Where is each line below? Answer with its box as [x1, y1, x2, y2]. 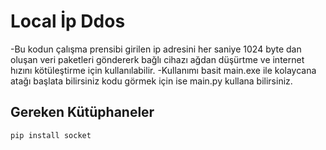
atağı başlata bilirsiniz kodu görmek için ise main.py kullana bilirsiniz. [10, 75, 293, 87]
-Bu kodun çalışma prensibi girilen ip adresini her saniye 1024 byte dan [10, 43, 302, 55]
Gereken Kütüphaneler [10, 104, 155, 121]
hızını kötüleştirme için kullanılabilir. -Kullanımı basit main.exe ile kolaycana [10, 64, 317, 76]
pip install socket [10, 130, 92, 140]
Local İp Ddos [10, 10, 126, 33]
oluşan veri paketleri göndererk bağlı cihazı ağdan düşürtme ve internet [10, 53, 305, 65]
